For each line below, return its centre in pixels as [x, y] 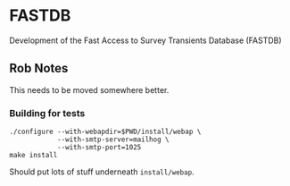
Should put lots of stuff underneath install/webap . [102, 172]
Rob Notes [39, 68]
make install [33, 156]
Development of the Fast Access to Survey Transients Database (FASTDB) [146, 40]
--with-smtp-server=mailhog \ [113, 139]
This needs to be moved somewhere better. [89, 89]
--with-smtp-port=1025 [99, 148]
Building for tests [47, 113]
